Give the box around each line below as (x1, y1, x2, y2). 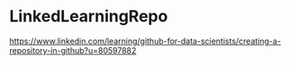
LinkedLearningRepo (9, 6, 168, 27)
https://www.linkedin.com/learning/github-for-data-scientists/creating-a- (9, 36, 282, 46)
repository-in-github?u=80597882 (9, 45, 137, 55)
